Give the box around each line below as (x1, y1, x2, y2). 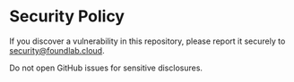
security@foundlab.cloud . (9, 45, 105, 55)
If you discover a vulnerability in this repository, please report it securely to (9, 36, 286, 46)
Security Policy (9, 6, 125, 27)
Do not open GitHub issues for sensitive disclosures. (9, 62, 203, 73)
